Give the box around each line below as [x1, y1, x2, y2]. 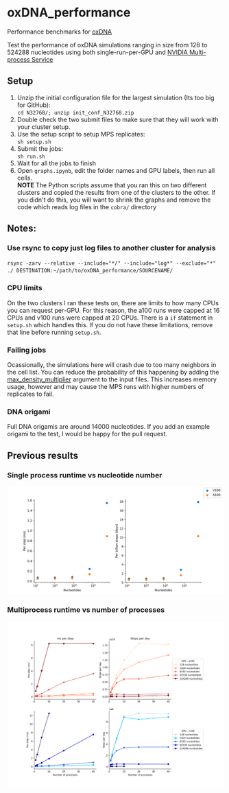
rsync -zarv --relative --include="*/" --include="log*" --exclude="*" [7, 260, 216, 267]
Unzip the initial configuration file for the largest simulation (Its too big [16, 93, 215, 102]
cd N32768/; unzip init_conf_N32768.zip [16, 109, 134, 116]
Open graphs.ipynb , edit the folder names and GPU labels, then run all [16, 166, 215, 174]
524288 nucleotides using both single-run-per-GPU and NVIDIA [7, 48, 189, 56]
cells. [16, 174, 33, 182]
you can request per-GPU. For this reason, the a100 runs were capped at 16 [7, 306, 220, 314]
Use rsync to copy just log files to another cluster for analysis [7, 244, 216, 253]
